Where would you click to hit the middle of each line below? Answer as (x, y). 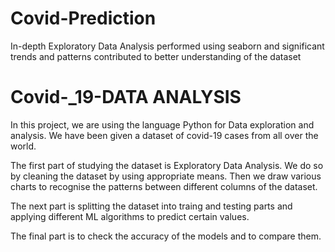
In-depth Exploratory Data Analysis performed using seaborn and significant (167, 46)
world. (23, 146)
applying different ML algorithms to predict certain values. (130, 216)
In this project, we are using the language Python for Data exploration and (162, 124)
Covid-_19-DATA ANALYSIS (126, 97)
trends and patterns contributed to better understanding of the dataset (156, 56)
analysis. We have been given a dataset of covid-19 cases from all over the (164, 135)
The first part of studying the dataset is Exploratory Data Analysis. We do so (167, 165)
